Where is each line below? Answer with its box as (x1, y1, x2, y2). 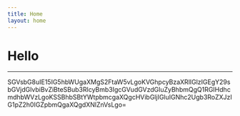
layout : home (7, 17, 46, 24)
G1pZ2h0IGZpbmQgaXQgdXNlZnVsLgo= (7, 100, 127, 109)
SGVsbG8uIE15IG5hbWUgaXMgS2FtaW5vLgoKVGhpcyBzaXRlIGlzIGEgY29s (7, 78, 231, 86)
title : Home (7, 10, 43, 18)
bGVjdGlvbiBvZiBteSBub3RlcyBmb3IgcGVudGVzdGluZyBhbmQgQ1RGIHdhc (7, 85, 231, 94)
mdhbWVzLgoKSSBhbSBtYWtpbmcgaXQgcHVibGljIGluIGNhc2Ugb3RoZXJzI (7, 93, 232, 102)
